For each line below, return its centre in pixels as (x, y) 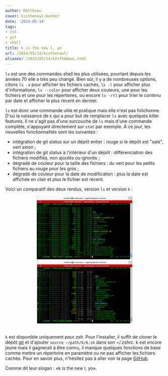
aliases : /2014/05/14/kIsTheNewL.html (46, 59)
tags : (11, 27)
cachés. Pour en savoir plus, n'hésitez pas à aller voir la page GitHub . (77, 358)
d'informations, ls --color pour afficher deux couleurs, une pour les (76, 90)
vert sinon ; (24, 147)
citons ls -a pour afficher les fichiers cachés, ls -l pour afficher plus (78, 84)
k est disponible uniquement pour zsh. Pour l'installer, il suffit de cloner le (81, 337)
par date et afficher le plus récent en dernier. (52, 101)
